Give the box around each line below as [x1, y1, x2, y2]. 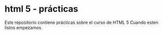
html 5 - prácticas [4, 3, 79, 15]
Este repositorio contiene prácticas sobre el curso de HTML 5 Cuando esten [4, 19, 159, 25]
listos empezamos [4, 24, 41, 30]
